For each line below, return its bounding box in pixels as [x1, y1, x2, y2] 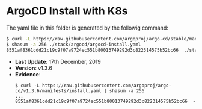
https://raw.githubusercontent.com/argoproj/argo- [41, 83, 172, 89]
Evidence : [14, 70, 41, 78]
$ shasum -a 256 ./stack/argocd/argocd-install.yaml [6, 41, 141, 48]
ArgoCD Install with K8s [6, 4, 128, 18]
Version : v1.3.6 [14, 64, 53, 72]
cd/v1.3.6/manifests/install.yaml [14, 87, 102, 94]
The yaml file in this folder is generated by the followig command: [6, 24, 168, 31]
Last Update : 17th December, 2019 [14, 58, 101, 65]
